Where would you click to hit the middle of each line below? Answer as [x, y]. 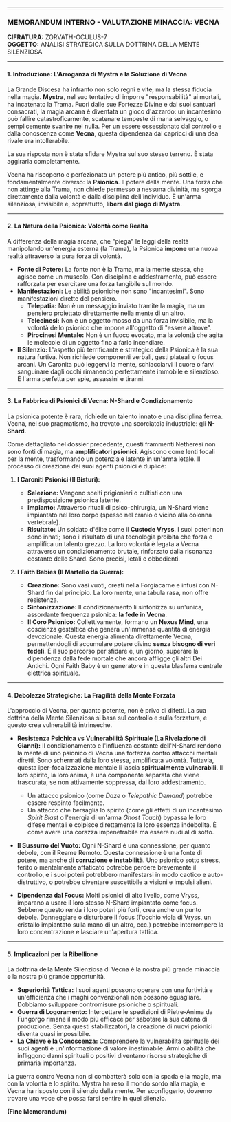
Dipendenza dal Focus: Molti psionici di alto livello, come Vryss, [108, 896]
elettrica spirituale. [54, 673]
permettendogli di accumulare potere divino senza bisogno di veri [121, 643]
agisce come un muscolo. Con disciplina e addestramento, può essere [117, 277]
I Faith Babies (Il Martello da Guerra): [70, 572]
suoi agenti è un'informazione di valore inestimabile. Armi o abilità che [116, 1048]
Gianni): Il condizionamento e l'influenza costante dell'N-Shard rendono [119, 746]
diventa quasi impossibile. [54, 1034]
